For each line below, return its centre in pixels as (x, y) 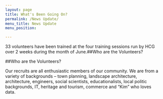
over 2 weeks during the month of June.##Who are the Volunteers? (74, 52)
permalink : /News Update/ (32, 19)
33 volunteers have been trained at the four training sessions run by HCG (80, 47)
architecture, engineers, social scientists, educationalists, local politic (76, 82)
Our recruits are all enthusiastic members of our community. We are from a (82, 71)
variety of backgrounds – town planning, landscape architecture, (71, 76)
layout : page (19, 10)
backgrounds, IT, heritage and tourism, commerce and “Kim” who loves (78, 87)
